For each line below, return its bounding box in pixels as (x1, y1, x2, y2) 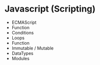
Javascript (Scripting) (4, 3, 96, 15)
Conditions (11, 30, 34, 35)
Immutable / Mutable (11, 45, 54, 51)
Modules (11, 55, 30, 61)
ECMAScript (11, 19, 37, 25)
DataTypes (11, 50, 34, 56)
